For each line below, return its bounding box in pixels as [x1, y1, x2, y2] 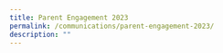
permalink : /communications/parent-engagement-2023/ [9, 22, 215, 31]
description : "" [9, 30, 71, 39]
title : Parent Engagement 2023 [9, 13, 129, 22]
